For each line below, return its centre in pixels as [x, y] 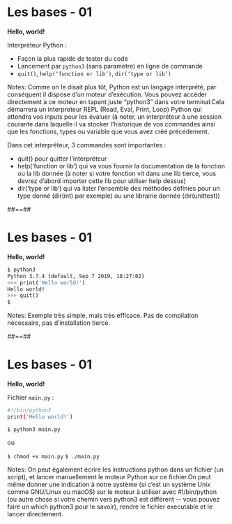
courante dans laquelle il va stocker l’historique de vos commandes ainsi [111, 124]
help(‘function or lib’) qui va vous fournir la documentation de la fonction [121, 166]
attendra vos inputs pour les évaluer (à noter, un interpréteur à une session [114, 117]
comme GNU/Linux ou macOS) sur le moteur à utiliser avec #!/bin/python [112, 492]
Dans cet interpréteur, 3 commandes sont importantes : [87, 145]
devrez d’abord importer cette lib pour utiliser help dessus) [101, 181]
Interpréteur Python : [37, 45]
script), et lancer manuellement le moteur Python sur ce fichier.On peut [109, 476]
